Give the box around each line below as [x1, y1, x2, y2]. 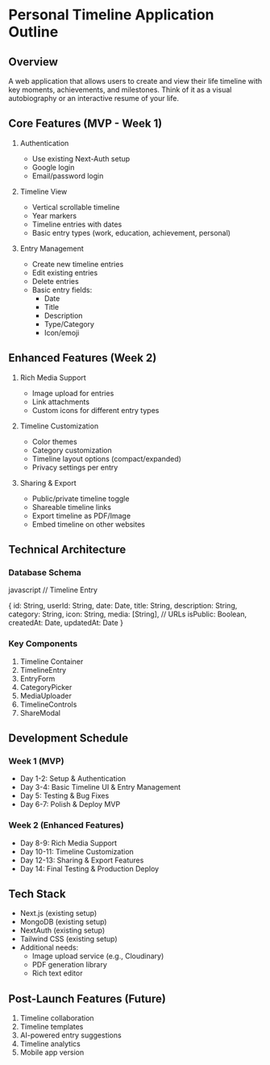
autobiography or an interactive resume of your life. [8, 94, 180, 102]
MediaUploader [19, 691, 73, 700]
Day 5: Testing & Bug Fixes [19, 791, 110, 800]
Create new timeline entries [31, 259, 124, 269]
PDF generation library [31, 960, 107, 970]
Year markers [31, 211, 77, 220]
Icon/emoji [44, 328, 80, 337]
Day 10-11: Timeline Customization [19, 846, 135, 856]
